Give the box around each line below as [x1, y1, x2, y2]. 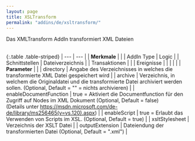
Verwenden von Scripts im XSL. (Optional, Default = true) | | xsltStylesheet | [6, 116, 190, 123]
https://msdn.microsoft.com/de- [40, 103, 118, 110]
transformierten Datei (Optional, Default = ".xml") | [6, 128, 127, 135]
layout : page [6, 8, 38, 15]
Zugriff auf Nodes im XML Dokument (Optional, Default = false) [6, 97, 159, 104]
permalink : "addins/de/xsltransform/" [6, 19, 101, 25]
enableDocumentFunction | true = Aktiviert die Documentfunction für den [6, 90, 183, 98]
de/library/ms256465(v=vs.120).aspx [6, 109, 95, 116]
